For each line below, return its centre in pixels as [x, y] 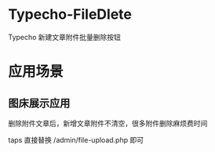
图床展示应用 [39, 103]
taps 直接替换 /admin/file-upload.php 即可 [76, 139]
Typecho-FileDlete [70, 14]
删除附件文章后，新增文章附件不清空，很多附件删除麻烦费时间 [108, 123]
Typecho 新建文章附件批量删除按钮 [65, 37]
